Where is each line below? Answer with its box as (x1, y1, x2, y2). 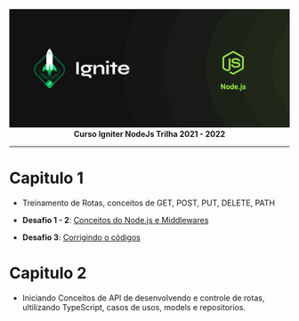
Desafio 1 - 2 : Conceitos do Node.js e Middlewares (21, 214, 209, 225)
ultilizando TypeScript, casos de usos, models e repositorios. (21, 301, 246, 312)
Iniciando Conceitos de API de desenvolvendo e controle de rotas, (21, 293, 265, 303)
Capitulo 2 (9, 262, 87, 283)
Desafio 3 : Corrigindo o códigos (21, 231, 141, 243)
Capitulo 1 (9, 168, 85, 188)
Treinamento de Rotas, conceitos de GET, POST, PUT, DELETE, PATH (21, 197, 276, 208)
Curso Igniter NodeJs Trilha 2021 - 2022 (73, 128, 226, 139)
